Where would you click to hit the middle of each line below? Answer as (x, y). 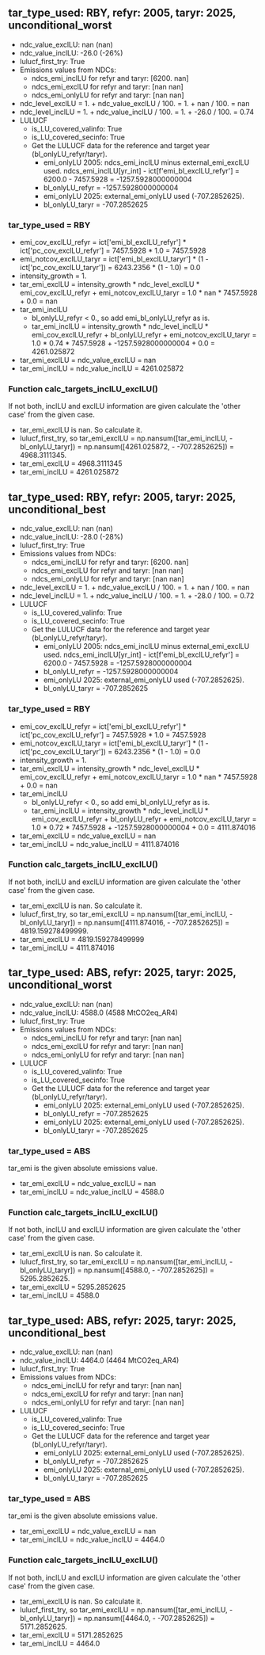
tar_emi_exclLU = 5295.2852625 (73, 1287)
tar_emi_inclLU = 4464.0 (60, 1643)
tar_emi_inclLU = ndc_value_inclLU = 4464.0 (92, 1539)
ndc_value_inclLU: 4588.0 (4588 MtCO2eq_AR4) (98, 1012)
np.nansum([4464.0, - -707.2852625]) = (149, 1618)
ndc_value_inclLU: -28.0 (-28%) (72, 537)
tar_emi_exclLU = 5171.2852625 (71, 1634)
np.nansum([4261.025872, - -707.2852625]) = (159, 447)
